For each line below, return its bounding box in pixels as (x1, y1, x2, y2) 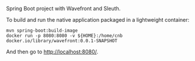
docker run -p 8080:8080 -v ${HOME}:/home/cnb (6, 33, 123, 39)
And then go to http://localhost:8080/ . (6, 48, 99, 55)
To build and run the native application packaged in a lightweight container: (6, 16, 190, 23)
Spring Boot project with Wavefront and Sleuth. (6, 5, 121, 12)
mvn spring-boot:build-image (6, 28, 78, 33)
